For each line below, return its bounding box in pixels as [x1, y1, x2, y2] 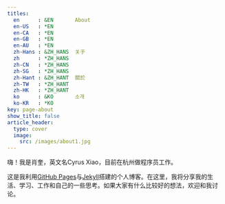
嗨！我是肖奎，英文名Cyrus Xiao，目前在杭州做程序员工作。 [7, 158, 178, 166]
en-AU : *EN [13, 42, 54, 49]
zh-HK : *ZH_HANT [13, 87, 69, 94]
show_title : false [7, 112, 60, 119]
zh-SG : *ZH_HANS [13, 68, 69, 74]
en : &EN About [13, 17, 91, 23]
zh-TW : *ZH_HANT [13, 81, 69, 88]
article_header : [7, 119, 54, 126]
